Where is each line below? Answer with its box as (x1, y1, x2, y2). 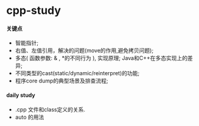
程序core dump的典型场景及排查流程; (15, 77, 108, 85)
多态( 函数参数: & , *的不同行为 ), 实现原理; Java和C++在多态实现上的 (15, 55, 187, 62)
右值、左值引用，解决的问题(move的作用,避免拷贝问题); (15, 47, 154, 55)
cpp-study (6, 4, 61, 18)
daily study (6, 91, 35, 99)
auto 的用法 (15, 113, 44, 121)
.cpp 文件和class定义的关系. (15, 105, 85, 113)
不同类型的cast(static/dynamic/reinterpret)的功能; (15, 70, 140, 77)
